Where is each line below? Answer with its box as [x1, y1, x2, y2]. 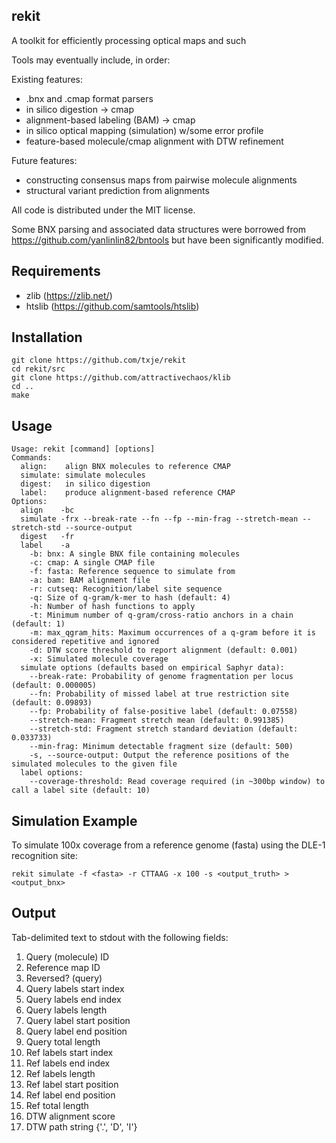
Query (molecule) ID [25, 950, 110, 963]
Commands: [11, 453, 53, 463]
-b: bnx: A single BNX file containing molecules [29, 549, 241, 559]
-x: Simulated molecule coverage [29, 654, 169, 664]
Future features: [11, 154, 78, 166]
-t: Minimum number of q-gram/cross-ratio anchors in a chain [29, 610, 294, 621]
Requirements [11, 263, 101, 280]
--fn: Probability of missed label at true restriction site [29, 689, 289, 699]
